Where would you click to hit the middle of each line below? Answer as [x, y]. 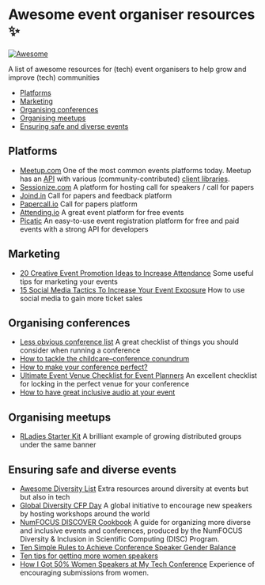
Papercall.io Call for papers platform [78, 204]
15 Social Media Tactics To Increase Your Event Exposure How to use [132, 289]
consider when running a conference [80, 350]
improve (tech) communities [54, 77]
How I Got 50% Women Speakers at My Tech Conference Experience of [137, 564]
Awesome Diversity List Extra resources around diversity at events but [134, 489]
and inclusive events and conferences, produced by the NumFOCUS [131, 530]
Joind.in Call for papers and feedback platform [96, 195]
